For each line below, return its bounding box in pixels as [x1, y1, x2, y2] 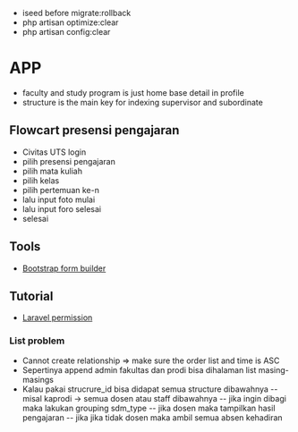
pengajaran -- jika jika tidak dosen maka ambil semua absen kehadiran [21, 411, 284, 423]
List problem [9, 335, 65, 347]
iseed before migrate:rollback [21, 8, 132, 18]
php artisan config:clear [21, 27, 111, 37]
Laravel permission [21, 312, 93, 323]
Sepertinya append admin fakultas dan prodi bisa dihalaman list [21, 364, 257, 375]
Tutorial [9, 288, 54, 303]
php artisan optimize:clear [21, 17, 119, 28]
